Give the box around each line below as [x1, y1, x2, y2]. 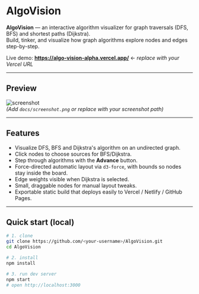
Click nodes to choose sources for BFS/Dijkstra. [14, 150, 132, 157]
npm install [6, 260, 36, 266]
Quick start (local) [6, 217, 75, 227]
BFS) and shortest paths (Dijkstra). [6, 30, 91, 37]
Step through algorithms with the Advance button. [14, 156, 138, 164]
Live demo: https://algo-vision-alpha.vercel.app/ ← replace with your [6, 54, 179, 61]
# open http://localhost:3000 [6, 282, 81, 288]
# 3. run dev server [6, 271, 57, 277]
